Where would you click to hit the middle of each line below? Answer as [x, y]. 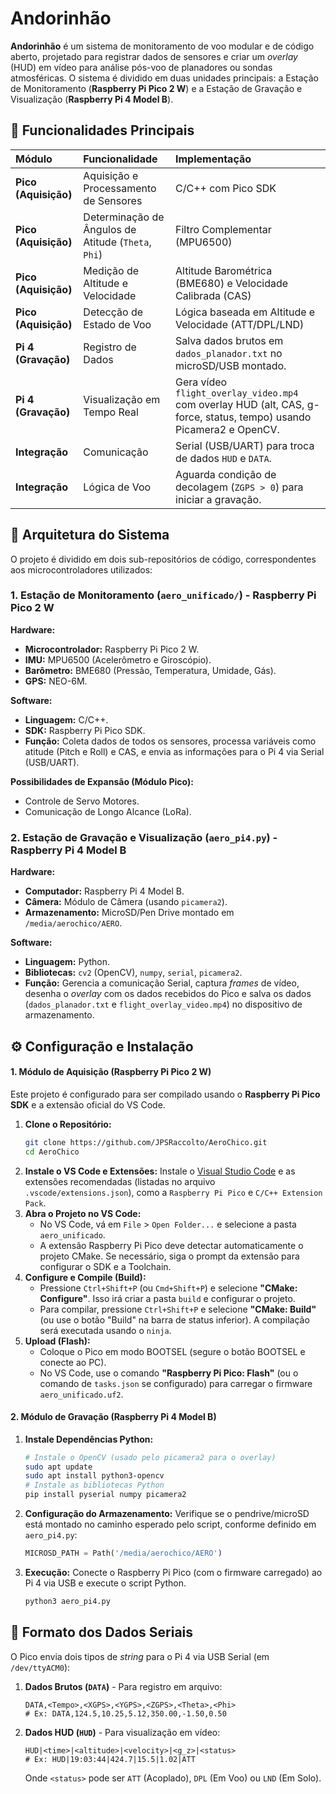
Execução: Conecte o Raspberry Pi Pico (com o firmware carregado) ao [173, 1572]
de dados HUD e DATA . [223, 458]
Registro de [110, 347]
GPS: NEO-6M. [56, 681]
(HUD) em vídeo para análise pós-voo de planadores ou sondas [141, 67]
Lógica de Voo [117, 487]
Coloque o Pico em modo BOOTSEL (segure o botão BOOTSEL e [172, 1351]
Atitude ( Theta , [117, 242]
